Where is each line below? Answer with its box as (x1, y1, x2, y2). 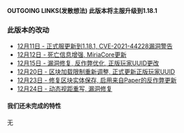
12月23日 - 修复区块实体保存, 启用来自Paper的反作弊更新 (16, 76, 177, 85)
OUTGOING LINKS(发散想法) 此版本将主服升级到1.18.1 (7, 7, 157, 14)
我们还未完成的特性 (7, 102, 62, 110)
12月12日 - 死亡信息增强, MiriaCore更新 (16, 50, 127, 59)
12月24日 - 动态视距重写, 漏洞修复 (16, 85, 113, 93)
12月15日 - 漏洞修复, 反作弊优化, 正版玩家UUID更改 (16, 59, 159, 68)
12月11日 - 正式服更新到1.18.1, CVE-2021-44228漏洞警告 (16, 42, 173, 50)
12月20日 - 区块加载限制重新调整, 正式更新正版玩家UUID (16, 68, 176, 76)
